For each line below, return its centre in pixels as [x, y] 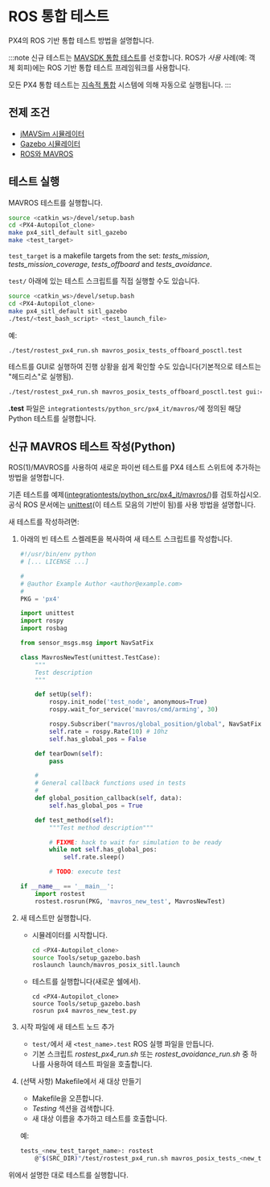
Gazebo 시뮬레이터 [50, 144]
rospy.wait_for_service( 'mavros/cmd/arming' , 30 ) [134, 710]
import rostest [60, 893]
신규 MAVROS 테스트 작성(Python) [92, 446]
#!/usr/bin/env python [58, 554]
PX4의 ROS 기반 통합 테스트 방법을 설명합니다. [81, 40]
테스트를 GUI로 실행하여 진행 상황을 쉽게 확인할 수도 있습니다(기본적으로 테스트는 [135, 367]
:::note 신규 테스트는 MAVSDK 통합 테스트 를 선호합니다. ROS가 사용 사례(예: [128, 57]
